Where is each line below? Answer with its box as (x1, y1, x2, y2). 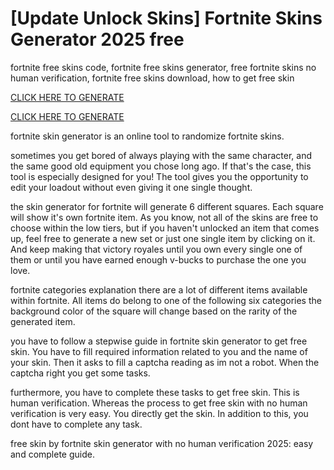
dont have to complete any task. (10, 418, 143, 430)
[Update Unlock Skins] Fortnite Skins (10, 7, 323, 30)
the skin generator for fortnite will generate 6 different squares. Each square (10, 200, 324, 212)
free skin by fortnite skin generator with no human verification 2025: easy (10, 437, 314, 449)
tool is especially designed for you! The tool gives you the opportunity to (10, 170, 309, 182)
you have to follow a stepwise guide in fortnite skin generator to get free (10, 335, 308, 347)
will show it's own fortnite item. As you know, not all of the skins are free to (10, 211, 319, 223)
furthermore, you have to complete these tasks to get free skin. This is (10, 386, 300, 398)
